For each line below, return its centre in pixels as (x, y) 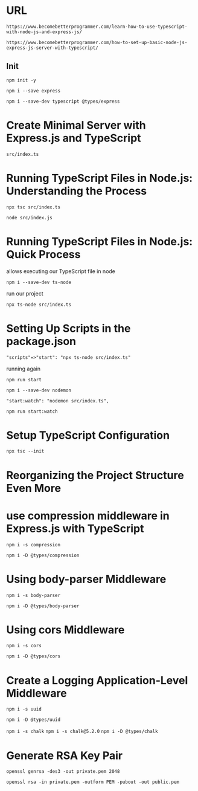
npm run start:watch (32, 412)
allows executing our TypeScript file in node (61, 271)
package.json (41, 341)
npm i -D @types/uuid (34, 720)
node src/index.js (29, 218)
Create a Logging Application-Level (97, 680)
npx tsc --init (25, 451)
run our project (25, 293)
